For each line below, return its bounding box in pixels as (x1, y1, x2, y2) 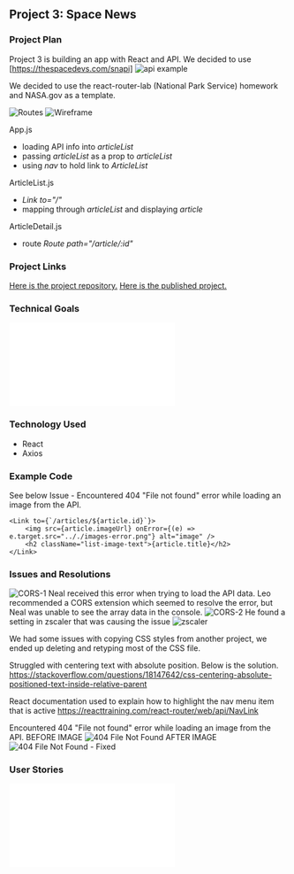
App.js (9, 124, 33, 135)
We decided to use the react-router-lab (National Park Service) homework (9, 80, 279, 91)
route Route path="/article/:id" (21, 238, 133, 249)
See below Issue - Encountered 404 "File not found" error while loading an (9, 490, 282, 500)
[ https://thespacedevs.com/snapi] (9, 63, 133, 73)
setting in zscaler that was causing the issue (9, 616, 170, 627)
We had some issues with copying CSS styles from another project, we (9, 633, 268, 645)
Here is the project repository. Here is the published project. (9, 280, 228, 290)
